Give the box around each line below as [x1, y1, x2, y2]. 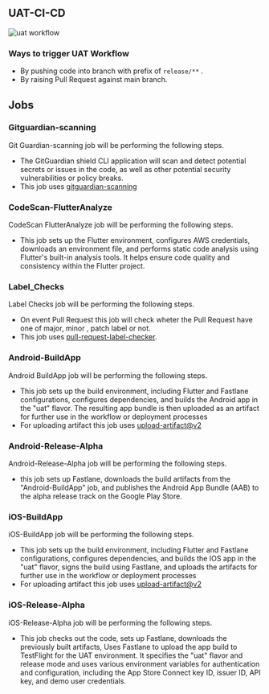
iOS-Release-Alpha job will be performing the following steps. [8, 618, 213, 627]
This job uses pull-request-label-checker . [19, 332, 157, 342]
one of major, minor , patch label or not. [19, 323, 151, 333]
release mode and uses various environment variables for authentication [19, 659, 260, 668]
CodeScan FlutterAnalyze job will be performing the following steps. [8, 220, 234, 230]
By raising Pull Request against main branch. [19, 75, 168, 84]
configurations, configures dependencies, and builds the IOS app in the [19, 554, 257, 564]
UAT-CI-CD [8, 6, 66, 20]
